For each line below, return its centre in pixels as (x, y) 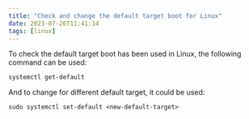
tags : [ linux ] (32, 31)
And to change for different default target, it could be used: (107, 92)
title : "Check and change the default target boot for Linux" (115, 16)
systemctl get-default (46, 78)
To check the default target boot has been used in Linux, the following (125, 54)
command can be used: (48, 62)
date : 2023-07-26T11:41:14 (54, 23)
